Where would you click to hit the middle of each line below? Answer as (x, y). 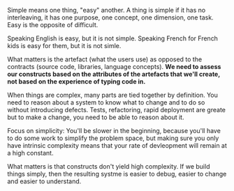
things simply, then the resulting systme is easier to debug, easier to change (117, 174)
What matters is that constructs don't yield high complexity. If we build (109, 166)
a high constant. (30, 153)
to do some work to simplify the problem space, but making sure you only (113, 138)
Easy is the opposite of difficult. (53, 25)
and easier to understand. (44, 181)
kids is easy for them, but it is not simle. (64, 46)
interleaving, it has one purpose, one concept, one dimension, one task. (111, 17)
